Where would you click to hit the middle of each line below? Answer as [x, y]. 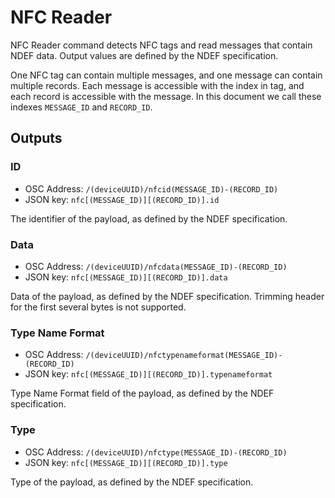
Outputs [36, 138]
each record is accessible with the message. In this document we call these [166, 96]
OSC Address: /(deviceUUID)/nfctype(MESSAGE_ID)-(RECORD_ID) [156, 452]
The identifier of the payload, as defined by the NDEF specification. [149, 218]
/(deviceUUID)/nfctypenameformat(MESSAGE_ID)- [184, 356]
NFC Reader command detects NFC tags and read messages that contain [161, 45]
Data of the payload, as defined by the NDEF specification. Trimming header [167, 296]
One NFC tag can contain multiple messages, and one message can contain [166, 75]
